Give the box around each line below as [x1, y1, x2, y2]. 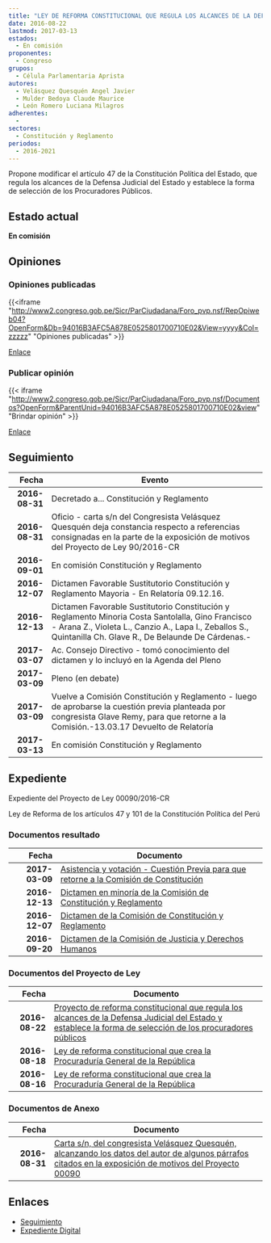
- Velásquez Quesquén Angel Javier [15, 86, 135, 95]
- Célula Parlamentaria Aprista [15, 72, 125, 80]
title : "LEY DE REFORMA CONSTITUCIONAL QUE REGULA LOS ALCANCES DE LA [8, 11, 251, 20]
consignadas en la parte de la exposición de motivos [51, 531, 250, 542]
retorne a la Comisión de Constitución [60, 874, 204, 885]
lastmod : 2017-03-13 [8, 27, 78, 35]
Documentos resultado [8, 829, 101, 840]
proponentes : [8, 49, 52, 57]
